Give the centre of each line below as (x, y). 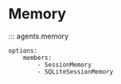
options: (23, 50)
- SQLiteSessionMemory (75, 72)
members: (38, 58)
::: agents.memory (39, 36)
